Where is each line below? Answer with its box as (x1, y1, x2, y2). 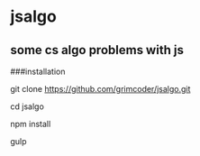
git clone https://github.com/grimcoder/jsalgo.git (10, 84, 191, 94)
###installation (10, 66, 66, 77)
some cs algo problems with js (10, 42, 184, 58)
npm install (10, 119, 51, 129)
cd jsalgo (10, 101, 44, 112)
